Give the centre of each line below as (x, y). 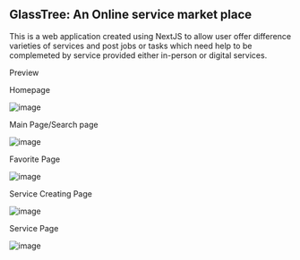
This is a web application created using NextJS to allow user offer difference (150, 36)
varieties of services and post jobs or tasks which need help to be (131, 46)
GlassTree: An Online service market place (131, 15)
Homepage (30, 89)
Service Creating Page (51, 193)
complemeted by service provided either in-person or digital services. (138, 55)
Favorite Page (35, 159)
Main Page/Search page (54, 124)
